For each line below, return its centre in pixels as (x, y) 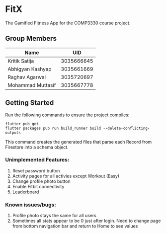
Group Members (31, 39)
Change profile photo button (41, 181)
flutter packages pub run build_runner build (53, 128)
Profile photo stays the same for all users (54, 216)
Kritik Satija (21, 61)
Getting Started (30, 103)
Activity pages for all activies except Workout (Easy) (66, 176)
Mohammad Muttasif (32, 85)
